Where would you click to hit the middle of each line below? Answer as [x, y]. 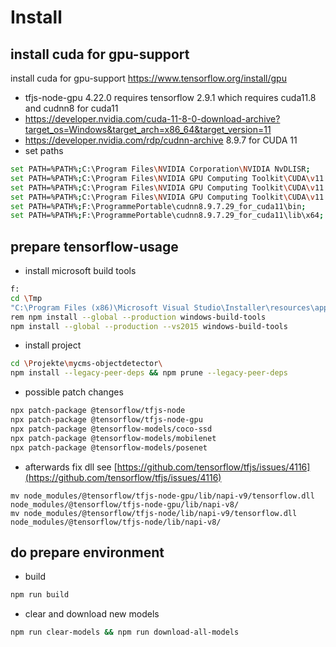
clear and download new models [92, 614]
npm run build [40, 595]
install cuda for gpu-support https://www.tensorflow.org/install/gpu [148, 78]
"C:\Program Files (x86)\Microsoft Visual [100, 307]
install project [53, 345]
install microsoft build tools [80, 271]
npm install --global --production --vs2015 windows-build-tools [149, 326]
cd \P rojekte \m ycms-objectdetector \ [86, 364]
